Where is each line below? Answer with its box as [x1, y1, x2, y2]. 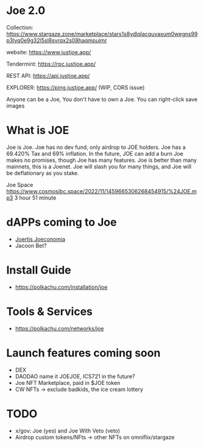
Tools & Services [6, 305, 93, 318]
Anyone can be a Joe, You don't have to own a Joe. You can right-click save [6, 95, 198, 103]
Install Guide [6, 263, 71, 277]
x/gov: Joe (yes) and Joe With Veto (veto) [15, 427, 121, 434]
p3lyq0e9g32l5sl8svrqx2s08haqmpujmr [6, 36, 108, 44]
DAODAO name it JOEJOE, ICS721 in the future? [15, 372, 135, 380]
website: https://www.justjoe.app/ [6, 48, 91, 55]
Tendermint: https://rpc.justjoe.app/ [6, 60, 96, 68]
